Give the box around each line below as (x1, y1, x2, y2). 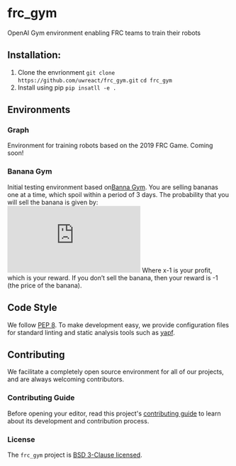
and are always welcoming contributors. (7, 375, 125, 383)
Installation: (7, 49, 62, 61)
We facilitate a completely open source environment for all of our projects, (7, 368, 225, 376)
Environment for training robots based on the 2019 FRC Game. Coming (7, 141, 213, 150)
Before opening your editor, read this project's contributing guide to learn (7, 409, 221, 418)
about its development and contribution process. (7, 416, 150, 425)
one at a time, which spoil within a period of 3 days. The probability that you (7, 190, 229, 198)
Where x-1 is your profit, (141, 265, 213, 275)
